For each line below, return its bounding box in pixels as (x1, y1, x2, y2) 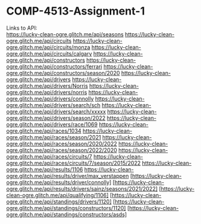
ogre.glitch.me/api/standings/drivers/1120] (6, 198, 112, 205)
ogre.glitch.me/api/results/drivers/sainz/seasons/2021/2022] (6, 185, 158, 192)
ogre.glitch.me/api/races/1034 (6, 127, 81, 134)
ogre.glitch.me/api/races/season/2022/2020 (6, 147, 118, 154)
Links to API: (6, 24, 37, 31)
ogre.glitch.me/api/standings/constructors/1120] (6, 204, 126, 211)
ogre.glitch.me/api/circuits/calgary (6, 50, 92, 57)
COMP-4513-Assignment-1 (6, 4, 145, 18)
